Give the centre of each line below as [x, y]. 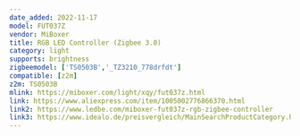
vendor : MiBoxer [39, 34]
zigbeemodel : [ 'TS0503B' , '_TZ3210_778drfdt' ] [95, 68]
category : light [39, 51]
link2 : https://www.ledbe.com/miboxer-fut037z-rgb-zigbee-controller [142, 109]
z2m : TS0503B [33, 84]
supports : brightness [50, 59]
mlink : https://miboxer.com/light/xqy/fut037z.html [107, 92]
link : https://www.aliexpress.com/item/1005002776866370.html [127, 101]
